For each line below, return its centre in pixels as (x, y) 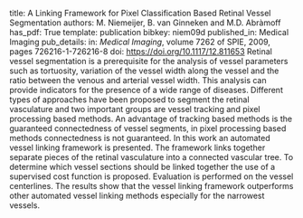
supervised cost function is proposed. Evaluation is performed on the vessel (151, 176)
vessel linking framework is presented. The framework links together (137, 147)
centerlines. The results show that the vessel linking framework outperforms (151, 186)
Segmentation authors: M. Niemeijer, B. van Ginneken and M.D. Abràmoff (145, 23)
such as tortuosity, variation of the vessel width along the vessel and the (144, 71)
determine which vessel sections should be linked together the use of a (142, 167)
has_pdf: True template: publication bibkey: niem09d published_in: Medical (149, 32)
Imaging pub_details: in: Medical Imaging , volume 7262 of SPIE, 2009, (140, 42)
